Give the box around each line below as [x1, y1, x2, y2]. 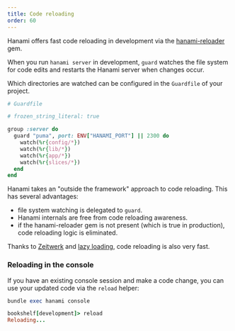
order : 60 [7, 17, 37, 24]
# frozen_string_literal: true [7, 113, 100, 120]
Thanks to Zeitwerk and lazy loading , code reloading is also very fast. [7, 242, 210, 251]
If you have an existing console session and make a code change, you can [7, 276, 224, 284]
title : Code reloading [7, 10, 74, 18]
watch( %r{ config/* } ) [20, 139, 81, 146]
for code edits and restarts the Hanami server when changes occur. [7, 65, 205, 74]
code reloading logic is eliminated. [17, 228, 118, 237]
